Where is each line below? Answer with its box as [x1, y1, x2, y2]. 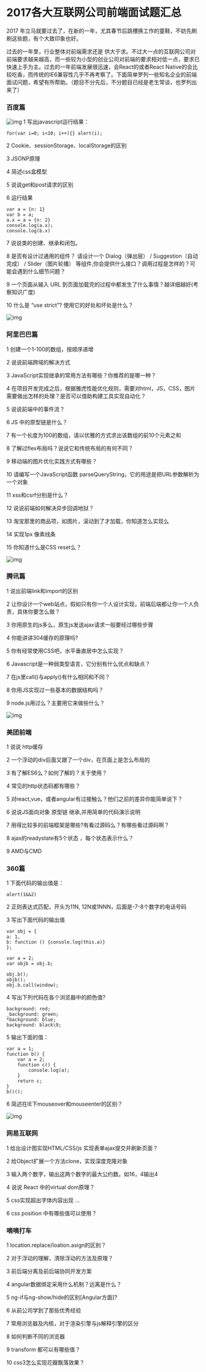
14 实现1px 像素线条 [6, 530, 56, 538]
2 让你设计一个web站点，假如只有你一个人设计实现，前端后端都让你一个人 [6, 600, 194, 608]
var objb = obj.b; [6, 961, 53, 967]
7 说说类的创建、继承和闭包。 [6, 239, 81, 247]
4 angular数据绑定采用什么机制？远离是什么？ [6, 1281, 122, 1288]
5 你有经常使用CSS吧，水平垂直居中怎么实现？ [6, 647, 124, 654]
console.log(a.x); [6, 222, 53, 229]
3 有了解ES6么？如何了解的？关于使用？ [6, 769, 107, 777]
